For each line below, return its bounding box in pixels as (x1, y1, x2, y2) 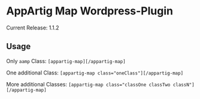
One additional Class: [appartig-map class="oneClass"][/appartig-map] (6, 69, 184, 76)
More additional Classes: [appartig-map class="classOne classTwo (6, 80, 171, 88)
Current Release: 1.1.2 (6, 24, 59, 31)
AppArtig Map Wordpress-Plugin (6, 4, 174, 18)
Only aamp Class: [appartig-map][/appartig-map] (6, 57, 126, 64)
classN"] (172, 82, 195, 88)
